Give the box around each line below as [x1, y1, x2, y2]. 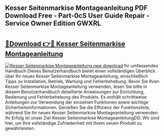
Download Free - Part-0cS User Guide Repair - [5, 12, 150, 20]
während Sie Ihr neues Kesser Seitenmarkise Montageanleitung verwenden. [5, 110, 159, 115]
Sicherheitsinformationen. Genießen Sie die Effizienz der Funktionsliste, [5, 105, 151, 110]
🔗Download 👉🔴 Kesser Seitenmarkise [5, 39, 126, 48]
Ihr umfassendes [124, 63, 159, 68]
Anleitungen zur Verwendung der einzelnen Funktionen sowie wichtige [5, 99, 149, 105]
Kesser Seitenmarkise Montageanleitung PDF [5, 4, 148, 12]
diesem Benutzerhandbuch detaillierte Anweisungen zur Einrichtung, [5, 89, 145, 95]
